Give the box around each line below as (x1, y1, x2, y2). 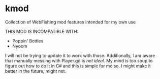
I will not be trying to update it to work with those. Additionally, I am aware (5, 52, 155, 59)
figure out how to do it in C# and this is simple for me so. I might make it (5, 63, 151, 69)
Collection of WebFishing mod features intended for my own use (5, 19, 136, 25)
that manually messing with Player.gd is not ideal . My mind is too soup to (5, 58, 153, 63)
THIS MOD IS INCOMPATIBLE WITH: (5, 28, 79, 34)
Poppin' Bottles (12, 38, 43, 44)
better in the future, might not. (5, 68, 66, 74)
